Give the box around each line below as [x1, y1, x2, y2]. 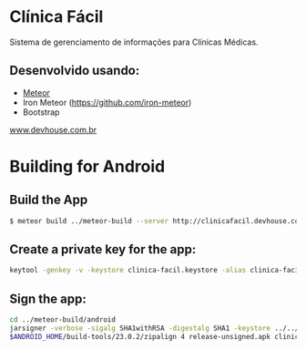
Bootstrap [22, 107, 60, 118]
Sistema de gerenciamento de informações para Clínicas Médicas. [9, 36, 259, 47]
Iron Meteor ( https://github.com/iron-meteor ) [22, 97, 192, 108]
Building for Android [9, 156, 166, 177]
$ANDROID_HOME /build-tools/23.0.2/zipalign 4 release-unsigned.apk [9, 332, 271, 341]
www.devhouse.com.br [9, 124, 97, 135]
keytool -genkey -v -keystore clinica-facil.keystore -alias [9, 266, 247, 275]
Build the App [9, 192, 88, 208]
